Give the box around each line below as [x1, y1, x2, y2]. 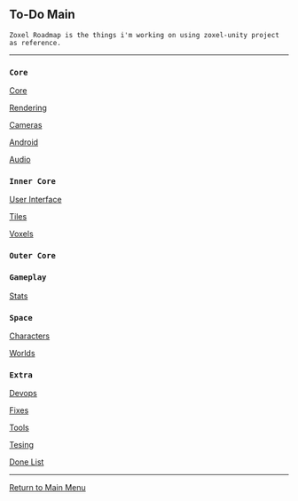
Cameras [9, 120, 43, 131]
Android [9, 137, 38, 147]
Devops [9, 388, 37, 399]
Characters [9, 330, 51, 341]
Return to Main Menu [9, 482, 86, 493]
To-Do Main [9, 7, 75, 22]
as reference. [9, 38, 62, 47]
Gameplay [9, 273, 47, 282]
